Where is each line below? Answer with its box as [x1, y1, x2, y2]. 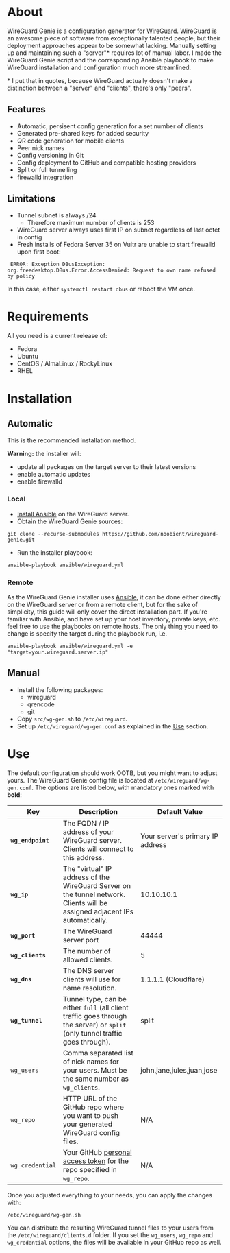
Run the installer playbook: [16, 548, 92, 556]
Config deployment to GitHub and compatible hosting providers [16, 158, 196, 167]
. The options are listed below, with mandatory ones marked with [31, 783, 214, 791]
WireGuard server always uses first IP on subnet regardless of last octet [16, 226, 220, 234]
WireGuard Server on [62, 881, 131, 890]
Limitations [7, 193, 56, 204]
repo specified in [62, 1165, 118, 1174]
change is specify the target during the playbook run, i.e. [7, 630, 168, 638]
